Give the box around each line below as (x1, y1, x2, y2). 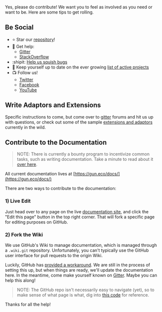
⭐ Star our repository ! (12, 36, 56, 42)
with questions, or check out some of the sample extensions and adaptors (5, 119, 153, 125)
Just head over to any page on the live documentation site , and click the (5, 208, 149, 214)
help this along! (5, 277, 36, 283)
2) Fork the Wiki (5, 231, 43, 238)
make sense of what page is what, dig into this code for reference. (16, 292, 149, 298)
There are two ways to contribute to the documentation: (5, 186, 117, 191)
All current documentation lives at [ (5, 171, 75, 177)
